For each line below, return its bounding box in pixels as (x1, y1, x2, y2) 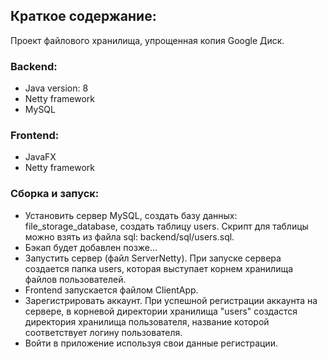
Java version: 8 (24, 82, 89, 94)
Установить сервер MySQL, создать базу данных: (24, 209, 238, 221)
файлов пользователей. (24, 273, 127, 285)
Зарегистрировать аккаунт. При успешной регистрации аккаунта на (24, 294, 318, 306)
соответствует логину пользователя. (24, 326, 183, 338)
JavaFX (24, 151, 57, 163)
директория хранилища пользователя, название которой (24, 315, 270, 328)
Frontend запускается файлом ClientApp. (24, 284, 199, 296)
